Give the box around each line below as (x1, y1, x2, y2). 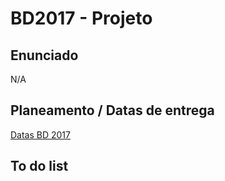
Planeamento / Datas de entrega (10, 102, 215, 119)
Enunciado (10, 47, 79, 64)
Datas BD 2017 (10, 128, 71, 141)
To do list (10, 158, 69, 175)
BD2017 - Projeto (10, 7, 153, 30)
